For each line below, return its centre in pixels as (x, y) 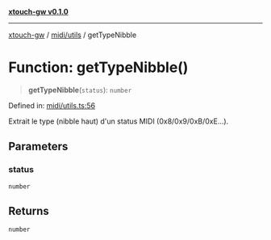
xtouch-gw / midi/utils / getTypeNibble (73, 35)
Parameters (38, 147)
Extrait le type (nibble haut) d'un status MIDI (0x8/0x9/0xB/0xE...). (119, 121)
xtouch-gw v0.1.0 (38, 12)
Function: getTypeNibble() (98, 67)
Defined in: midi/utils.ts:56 (52, 105)
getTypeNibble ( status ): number (80, 90)
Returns (29, 211)
